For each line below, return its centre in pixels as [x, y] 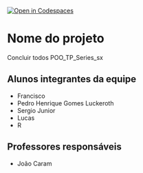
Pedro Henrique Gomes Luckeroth [65, 103]
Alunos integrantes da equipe [72, 79]
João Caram [34, 163]
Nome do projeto [56, 39]
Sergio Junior [36, 110]
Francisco [31, 96]
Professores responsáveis [64, 147]
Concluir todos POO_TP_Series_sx [55, 57]
